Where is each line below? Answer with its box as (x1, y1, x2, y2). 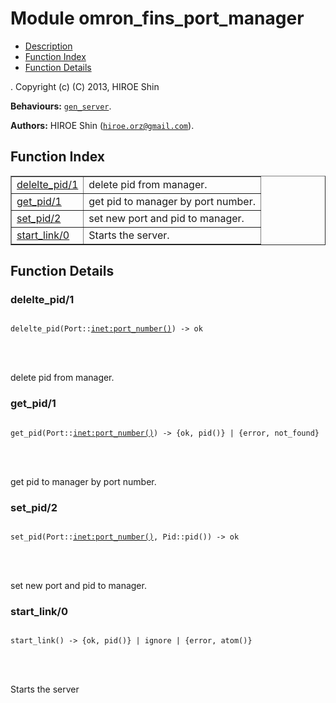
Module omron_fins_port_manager (10, 7, 305, 30)
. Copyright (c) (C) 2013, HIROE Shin (10, 80, 160, 92)
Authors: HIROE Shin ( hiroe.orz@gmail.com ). (10, 119, 195, 131)
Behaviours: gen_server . (10, 100, 112, 112)
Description (24, 40, 73, 52)
